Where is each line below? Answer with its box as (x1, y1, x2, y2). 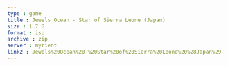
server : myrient (7, 42, 58, 49)
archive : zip (7, 36, 49, 43)
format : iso (7, 29, 45, 36)
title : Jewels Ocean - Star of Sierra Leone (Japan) (7, 16, 166, 23)
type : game (7, 10, 42, 17)
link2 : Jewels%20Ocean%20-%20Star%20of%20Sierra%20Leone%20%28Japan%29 (7, 49, 222, 56)
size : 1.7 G (7, 23, 45, 30)
